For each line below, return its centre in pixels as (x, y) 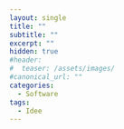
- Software (38, 94)
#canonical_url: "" (46, 77)
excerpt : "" (32, 43)
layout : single (38, 18)
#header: (26, 60)
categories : (32, 85)
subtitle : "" (34, 35)
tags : (19, 102)
